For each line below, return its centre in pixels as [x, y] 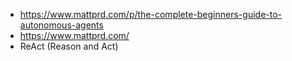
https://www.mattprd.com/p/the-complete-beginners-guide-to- [151, 14]
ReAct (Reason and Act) [69, 46]
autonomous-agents [61, 25]
